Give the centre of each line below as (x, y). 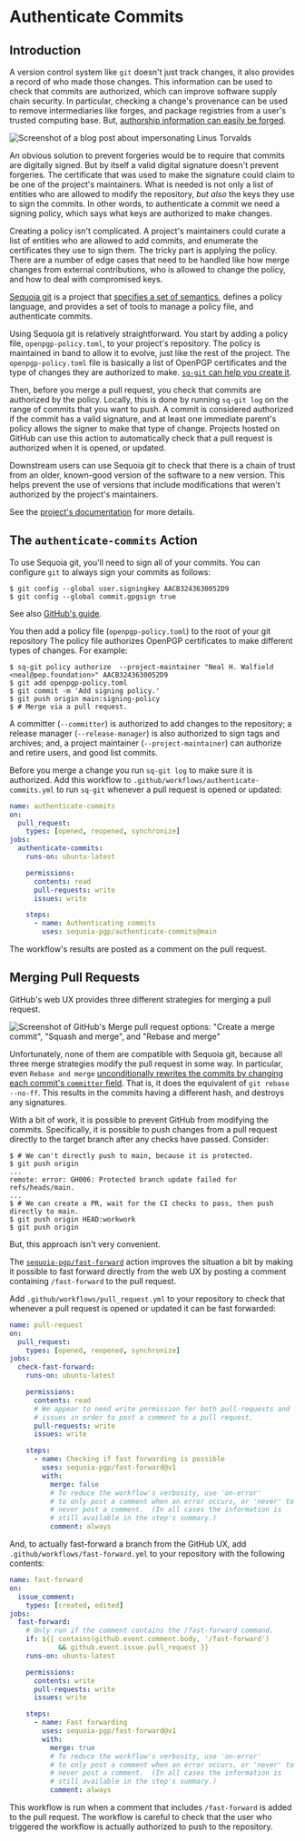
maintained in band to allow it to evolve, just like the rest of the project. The (150, 353)
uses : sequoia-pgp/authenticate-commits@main (130, 932)
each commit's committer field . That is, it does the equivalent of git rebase (150, 1083)
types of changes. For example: (69, 650)
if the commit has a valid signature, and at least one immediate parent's (143, 419)
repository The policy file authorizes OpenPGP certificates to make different (151, 640)
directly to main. (44, 1211)
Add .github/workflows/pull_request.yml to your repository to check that (148, 1298)
